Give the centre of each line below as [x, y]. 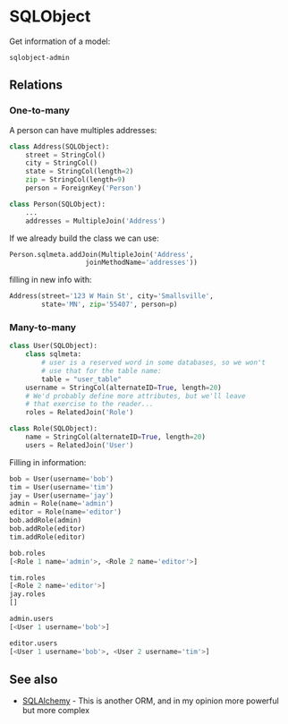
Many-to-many [43, 327]
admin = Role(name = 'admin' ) [62, 504]
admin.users [31, 619]
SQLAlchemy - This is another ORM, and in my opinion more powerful [150, 701]
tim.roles [28, 578]
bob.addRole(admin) [46, 521]
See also [34, 679]
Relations [36, 85]
